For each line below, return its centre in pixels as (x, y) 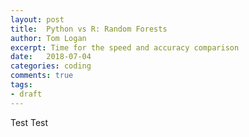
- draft (26, 94)
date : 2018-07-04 (51, 57)
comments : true (42, 76)
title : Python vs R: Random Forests (89, 29)
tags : (21, 85)
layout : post (37, 19)
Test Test (29, 122)
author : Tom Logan (48, 38)
